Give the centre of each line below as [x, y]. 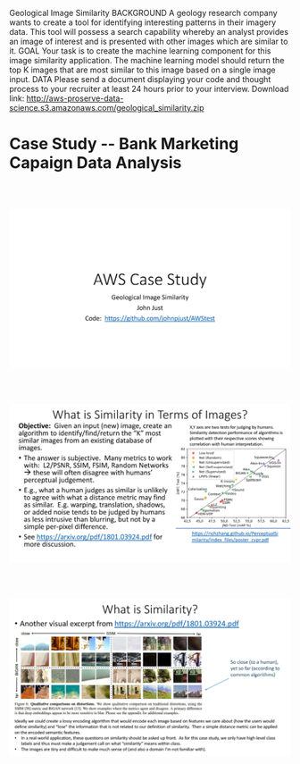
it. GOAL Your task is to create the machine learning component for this [140, 51]
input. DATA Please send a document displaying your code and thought [140, 79]
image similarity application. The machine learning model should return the [147, 60]
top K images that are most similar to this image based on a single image [142, 70]
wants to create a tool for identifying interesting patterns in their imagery [143, 22]
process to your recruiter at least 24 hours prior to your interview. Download [149, 89]
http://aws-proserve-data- [75, 98]
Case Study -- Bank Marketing [124, 144]
